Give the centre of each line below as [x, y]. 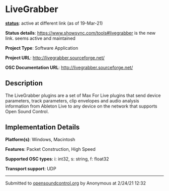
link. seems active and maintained [40, 38]
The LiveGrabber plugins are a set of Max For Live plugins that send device [83, 95]
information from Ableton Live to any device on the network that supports [81, 106]
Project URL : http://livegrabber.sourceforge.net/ [55, 58]
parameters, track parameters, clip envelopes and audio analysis [72, 101]
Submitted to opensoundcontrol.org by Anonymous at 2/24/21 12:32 [75, 183]
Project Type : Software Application [42, 48]
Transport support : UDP [31, 168]
